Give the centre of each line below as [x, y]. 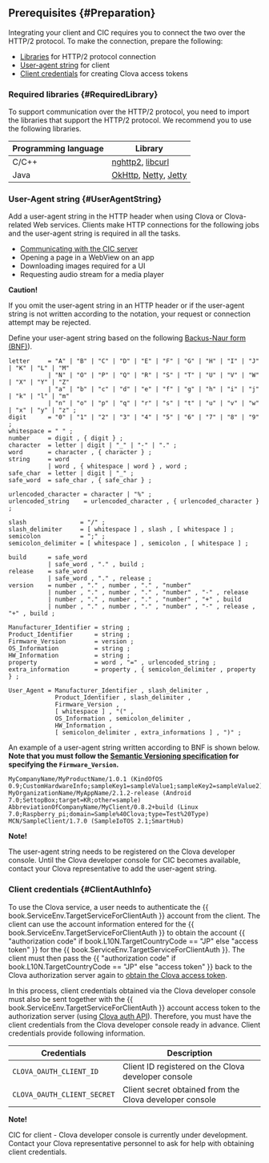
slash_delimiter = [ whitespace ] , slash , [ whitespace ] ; [121, 529]
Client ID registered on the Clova [184, 1066]
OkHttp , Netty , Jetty [149, 175]
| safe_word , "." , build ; [96, 565]
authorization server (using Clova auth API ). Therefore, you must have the [130, 1016]
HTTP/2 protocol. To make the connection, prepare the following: [116, 41]
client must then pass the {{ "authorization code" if [92, 958]
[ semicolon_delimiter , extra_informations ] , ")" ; [148, 733]
